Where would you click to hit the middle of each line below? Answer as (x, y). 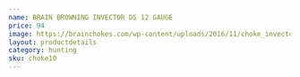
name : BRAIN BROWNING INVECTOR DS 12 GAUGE (91, 17)
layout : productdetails (53, 42)
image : (21, 34)
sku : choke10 (33, 58)
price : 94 (27, 26)
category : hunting (43, 50)
